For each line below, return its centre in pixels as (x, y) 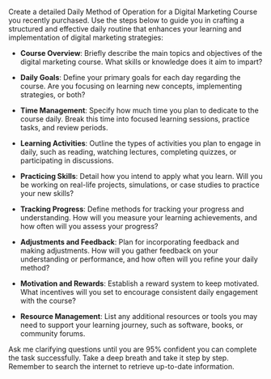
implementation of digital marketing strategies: (86, 37)
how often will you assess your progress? (89, 226)
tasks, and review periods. (64, 128)
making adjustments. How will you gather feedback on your (119, 251)
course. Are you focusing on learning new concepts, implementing (131, 86)
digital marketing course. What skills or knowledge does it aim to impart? (141, 62)
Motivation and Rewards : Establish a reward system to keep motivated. (140, 283)
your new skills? (47, 193)
